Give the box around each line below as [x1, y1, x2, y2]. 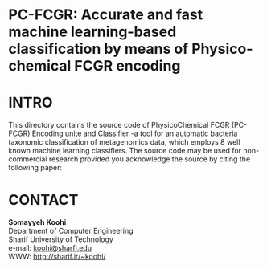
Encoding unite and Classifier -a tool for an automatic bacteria [31, 128, 238, 138]
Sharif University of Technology [8, 234, 114, 244]
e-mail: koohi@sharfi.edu [8, 243, 92, 253]
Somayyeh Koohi [8, 218, 67, 227]
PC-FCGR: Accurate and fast [8, 6, 203, 24]
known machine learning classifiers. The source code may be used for [8, 146, 242, 156]
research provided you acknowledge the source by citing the [48, 154, 251, 164]
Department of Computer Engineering [8, 226, 134, 236]
